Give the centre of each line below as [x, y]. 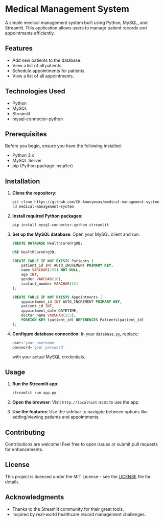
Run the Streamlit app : [35, 384]
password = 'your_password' [38, 347]
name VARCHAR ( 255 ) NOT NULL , [51, 270]
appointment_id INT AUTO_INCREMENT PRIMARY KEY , [72, 302]
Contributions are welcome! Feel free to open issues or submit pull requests [82, 444]
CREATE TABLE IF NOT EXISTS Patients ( [53, 261]
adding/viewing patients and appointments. [56, 417]
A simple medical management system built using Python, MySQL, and [76, 23]
